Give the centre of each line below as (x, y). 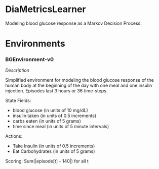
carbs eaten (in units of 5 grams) (47, 121)
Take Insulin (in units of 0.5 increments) (54, 146)
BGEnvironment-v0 (30, 60)
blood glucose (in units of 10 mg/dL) (50, 110)
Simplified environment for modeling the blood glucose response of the (80, 80)
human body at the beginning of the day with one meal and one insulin (79, 86)
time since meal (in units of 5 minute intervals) (61, 127)
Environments (35, 44)
